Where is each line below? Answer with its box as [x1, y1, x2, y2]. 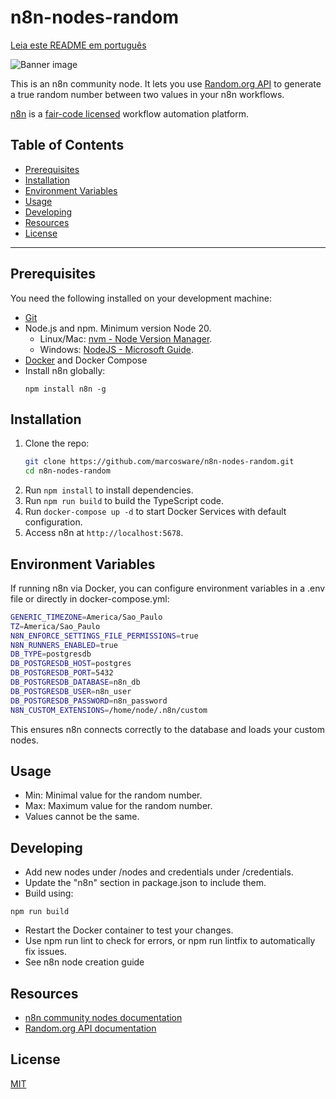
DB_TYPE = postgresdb [10, 649, 92, 660]
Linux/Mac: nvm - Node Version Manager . [39, 332, 213, 345]
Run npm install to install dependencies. [24, 484, 194, 496]
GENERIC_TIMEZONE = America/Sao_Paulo [10, 612, 163, 622]
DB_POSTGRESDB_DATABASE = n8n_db [10, 677, 141, 688]
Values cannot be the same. [24, 811, 140, 823]
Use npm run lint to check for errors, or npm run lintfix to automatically [24, 935, 316, 947]
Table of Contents [10, 137, 125, 154]
